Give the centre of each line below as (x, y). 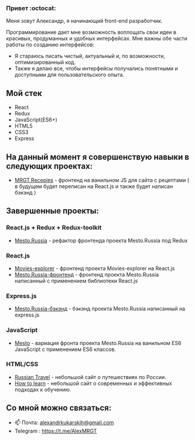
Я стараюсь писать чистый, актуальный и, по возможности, (90, 56)
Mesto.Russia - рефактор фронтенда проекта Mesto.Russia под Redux (101, 240)
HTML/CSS (22, 364)
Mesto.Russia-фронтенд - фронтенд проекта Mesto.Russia (87, 274)
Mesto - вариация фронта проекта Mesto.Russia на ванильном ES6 (98, 343)
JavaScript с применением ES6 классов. (65, 349)
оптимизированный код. (45, 62)
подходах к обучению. (43, 389)
